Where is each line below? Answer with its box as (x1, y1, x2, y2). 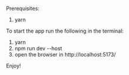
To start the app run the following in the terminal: (6, 27, 124, 34)
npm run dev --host (14, 45, 63, 52)
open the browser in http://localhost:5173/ (14, 51, 116, 58)
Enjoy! (6, 62, 22, 69)
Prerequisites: (6, 5, 40, 12)
